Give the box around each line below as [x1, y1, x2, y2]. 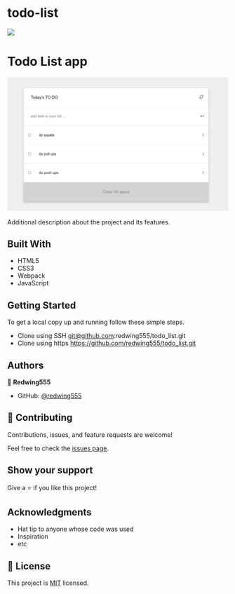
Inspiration [17, 532, 48, 541]
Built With [7, 238, 51, 250]
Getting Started [7, 299, 76, 311]
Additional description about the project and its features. [7, 217, 170, 226]
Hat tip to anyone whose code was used [17, 525, 134, 534]
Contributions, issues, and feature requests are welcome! [7, 430, 173, 439]
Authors [7, 359, 44, 371]
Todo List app [7, 54, 88, 69]
